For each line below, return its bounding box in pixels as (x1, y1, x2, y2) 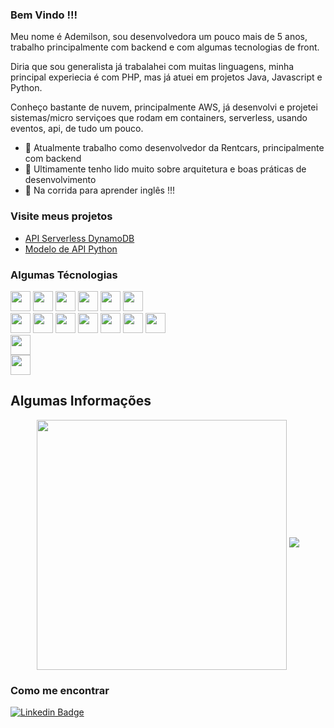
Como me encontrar (10, 683, 110, 697)
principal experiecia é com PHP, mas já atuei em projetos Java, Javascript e (10, 71, 323, 83)
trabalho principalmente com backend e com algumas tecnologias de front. (10, 41, 320, 53)
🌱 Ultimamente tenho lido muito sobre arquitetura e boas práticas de (24, 163, 307, 175)
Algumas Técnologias (10, 268, 118, 282)
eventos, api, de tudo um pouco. (10, 123, 144, 135)
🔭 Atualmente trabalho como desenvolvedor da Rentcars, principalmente (24, 142, 325, 154)
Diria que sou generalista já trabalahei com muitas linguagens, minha (10, 61, 295, 73)
